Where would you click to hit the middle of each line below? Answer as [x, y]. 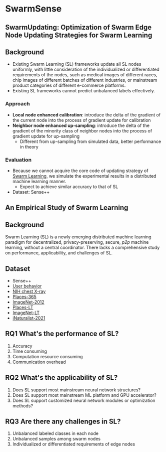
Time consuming [30, 351]
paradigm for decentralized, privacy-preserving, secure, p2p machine [77, 242]
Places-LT [23, 307]
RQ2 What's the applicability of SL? [61, 378]
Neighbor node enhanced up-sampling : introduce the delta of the [81, 125]
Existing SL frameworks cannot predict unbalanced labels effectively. [83, 91]
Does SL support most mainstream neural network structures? [76, 390]
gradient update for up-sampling [46, 136]
